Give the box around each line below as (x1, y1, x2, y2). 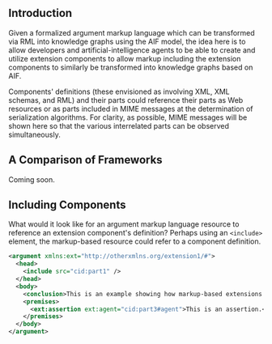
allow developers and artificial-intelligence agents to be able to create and (8, 45, 256, 55)
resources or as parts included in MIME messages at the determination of (8, 104, 253, 113)
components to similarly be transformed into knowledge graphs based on (8, 62, 253, 72)
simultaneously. (8, 130, 61, 139)
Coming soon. (8, 174, 55, 185)
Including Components (8, 198, 126, 212)
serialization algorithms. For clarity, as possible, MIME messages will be (8, 113, 248, 122)
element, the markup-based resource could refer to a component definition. (8, 236, 261, 246)
